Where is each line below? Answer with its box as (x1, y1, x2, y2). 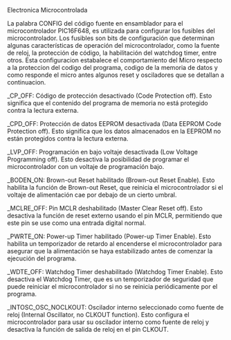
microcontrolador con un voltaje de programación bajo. (7, 163, 165, 170)
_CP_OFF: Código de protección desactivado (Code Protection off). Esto (7, 91, 212, 100)
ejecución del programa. (7, 254, 77, 262)
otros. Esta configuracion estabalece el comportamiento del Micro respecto (7, 56, 223, 64)
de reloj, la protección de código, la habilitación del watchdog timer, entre (7, 48, 216, 57)
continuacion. (7, 78, 46, 86)
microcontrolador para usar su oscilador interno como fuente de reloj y (7, 318, 210, 326)
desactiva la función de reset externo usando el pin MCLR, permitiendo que (7, 211, 223, 220)
